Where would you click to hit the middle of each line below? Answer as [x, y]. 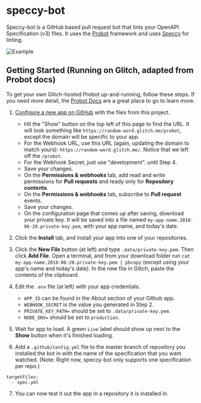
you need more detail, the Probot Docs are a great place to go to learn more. [100, 100]
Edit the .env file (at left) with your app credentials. [77, 286]
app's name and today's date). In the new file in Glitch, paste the [94, 268]
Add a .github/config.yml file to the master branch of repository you [100, 347]
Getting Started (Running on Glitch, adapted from [100, 71]
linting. [14, 40]
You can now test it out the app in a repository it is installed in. [92, 393]
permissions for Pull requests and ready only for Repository [99, 181]
